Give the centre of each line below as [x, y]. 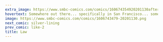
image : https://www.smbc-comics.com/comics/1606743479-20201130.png [76, 18]
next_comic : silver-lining [32, 23]
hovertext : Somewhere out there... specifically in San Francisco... [77, 14]
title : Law [16, 32]
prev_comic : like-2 [25, 28]
